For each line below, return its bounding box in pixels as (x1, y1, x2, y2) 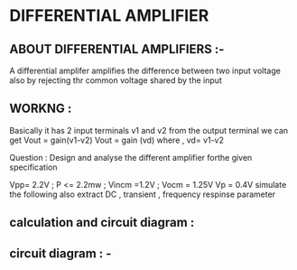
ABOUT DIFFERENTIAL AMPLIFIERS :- (9, 42, 225, 57)
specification (9, 162, 58, 172)
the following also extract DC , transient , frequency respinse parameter (9, 189, 276, 200)
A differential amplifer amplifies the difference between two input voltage (9, 65, 282, 76)
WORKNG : (9, 101, 72, 116)
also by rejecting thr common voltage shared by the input (9, 75, 223, 86)
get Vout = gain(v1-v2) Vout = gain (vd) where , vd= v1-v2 (9, 135, 224, 145)
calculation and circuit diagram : (9, 215, 195, 230)
